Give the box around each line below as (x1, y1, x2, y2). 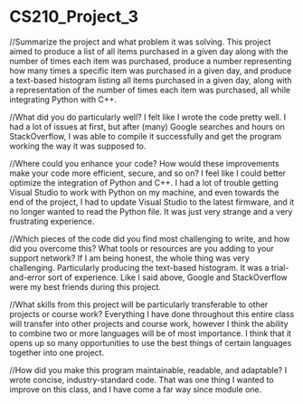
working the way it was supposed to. (9, 140, 147, 151)
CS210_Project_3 (9, 6, 138, 27)
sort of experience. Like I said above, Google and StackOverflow (47, 272, 288, 283)
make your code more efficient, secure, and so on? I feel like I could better (9, 168, 287, 178)
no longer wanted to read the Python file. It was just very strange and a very (9, 206, 293, 216)
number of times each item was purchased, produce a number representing (9, 55, 292, 66)
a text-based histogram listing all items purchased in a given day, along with (9, 74, 292, 85)
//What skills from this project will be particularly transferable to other (9, 299, 269, 310)
